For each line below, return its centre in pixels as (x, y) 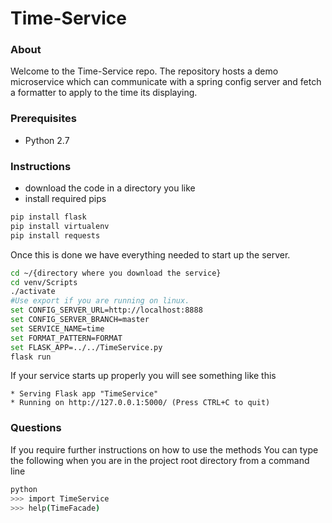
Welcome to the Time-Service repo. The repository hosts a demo (144, 71)
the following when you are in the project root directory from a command (160, 460)
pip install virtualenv (60, 226)
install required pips (65, 199)
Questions (36, 428)
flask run (31, 357)
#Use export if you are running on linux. (100, 301)
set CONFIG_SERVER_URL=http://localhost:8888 (106, 310)
